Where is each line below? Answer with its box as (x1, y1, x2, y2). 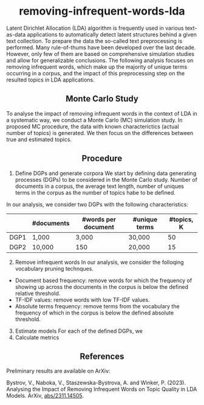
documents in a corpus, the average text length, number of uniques (15, 182, 184, 190)
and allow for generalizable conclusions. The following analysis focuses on (6, 57, 194, 64)
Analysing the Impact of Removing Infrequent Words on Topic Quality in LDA (6, 386, 197, 393)
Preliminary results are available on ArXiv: (6, 367, 110, 375)
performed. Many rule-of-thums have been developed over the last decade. (6, 44, 196, 51)
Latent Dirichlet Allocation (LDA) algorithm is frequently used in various (6, 24, 184, 32)
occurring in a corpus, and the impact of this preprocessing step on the (6, 69, 185, 77)
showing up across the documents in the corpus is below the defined (15, 283, 188, 290)
